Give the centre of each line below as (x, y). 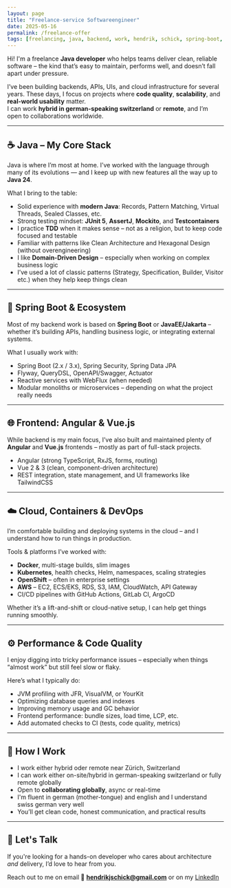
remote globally (39, 782)
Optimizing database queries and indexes (76, 701)
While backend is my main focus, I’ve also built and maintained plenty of (109, 440)
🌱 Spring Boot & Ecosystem (67, 308)
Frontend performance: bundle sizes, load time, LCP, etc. (98, 716)
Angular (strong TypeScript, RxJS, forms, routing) (87, 460)
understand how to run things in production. (69, 539)
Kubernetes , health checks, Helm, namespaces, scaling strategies (111, 572)
